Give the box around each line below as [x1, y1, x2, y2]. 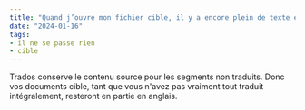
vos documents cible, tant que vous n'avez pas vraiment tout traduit [9, 81, 264, 92]
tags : [9, 30, 30, 39]
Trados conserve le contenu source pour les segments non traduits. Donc [9, 71, 285, 82]
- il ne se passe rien [9, 38, 95, 48]
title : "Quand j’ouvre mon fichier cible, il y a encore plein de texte [9, 13, 290, 23]
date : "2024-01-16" [9, 22, 84, 31]
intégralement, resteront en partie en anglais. [9, 91, 178, 102]
